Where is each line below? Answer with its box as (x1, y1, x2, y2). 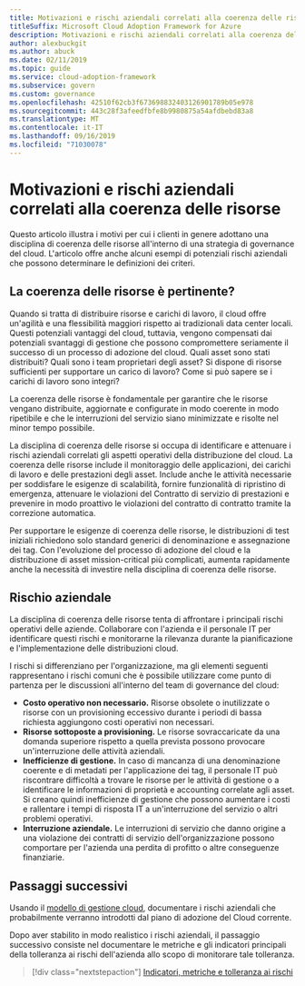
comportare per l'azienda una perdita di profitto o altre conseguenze (22, 842, 280, 853)
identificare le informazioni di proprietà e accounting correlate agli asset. (22, 784, 295, 795)
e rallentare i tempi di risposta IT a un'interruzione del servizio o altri (22, 803, 279, 814)
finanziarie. (22, 852, 65, 863)
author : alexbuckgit (9, 38, 88, 48)
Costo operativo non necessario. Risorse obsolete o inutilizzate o (22, 697, 271, 709)
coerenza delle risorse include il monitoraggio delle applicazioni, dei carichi (9, 459, 291, 470)
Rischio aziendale (9, 590, 112, 605)
